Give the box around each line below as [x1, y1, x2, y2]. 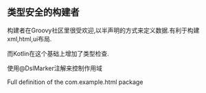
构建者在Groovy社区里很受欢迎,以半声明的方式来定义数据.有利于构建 [7, 26, 200, 34]
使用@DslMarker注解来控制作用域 [7, 64, 103, 72]
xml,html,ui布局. [7, 34, 52, 43]
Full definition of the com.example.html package [7, 78, 144, 86]
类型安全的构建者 [7, 6, 80, 19]
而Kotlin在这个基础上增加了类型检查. [7, 49, 109, 57]
